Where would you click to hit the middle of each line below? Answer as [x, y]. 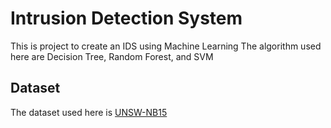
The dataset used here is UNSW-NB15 [89, 112]
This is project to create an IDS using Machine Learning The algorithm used [166, 46]
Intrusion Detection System [126, 18]
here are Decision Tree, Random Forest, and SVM [112, 56]
